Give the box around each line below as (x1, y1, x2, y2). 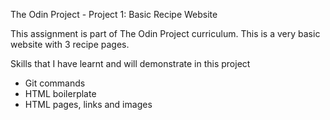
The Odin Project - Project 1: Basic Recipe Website (10, 9, 218, 20)
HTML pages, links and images (24, 99, 153, 110)
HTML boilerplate (24, 88, 97, 99)
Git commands (24, 77, 86, 89)
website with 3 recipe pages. (10, 39, 130, 50)
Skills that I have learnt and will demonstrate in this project (10, 58, 251, 69)
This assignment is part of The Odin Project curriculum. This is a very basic (10, 28, 321, 39)
